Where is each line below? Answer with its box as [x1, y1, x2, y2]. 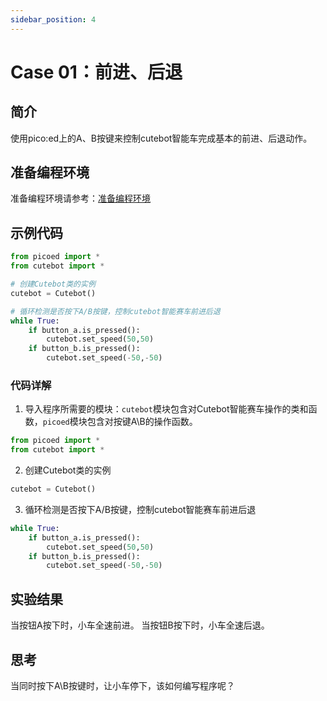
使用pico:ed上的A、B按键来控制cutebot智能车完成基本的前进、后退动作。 [10, 132, 313, 144]
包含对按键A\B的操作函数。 [86, 416, 198, 428]
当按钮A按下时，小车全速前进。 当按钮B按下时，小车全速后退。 [10, 619, 270, 631]
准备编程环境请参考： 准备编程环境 [10, 192, 151, 205]
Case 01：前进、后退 [10, 61, 183, 83]
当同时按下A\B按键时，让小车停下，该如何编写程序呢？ [10, 679, 235, 691]
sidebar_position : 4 [10, 14, 97, 25]
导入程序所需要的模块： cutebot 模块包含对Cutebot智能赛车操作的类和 [24, 403, 309, 415]
